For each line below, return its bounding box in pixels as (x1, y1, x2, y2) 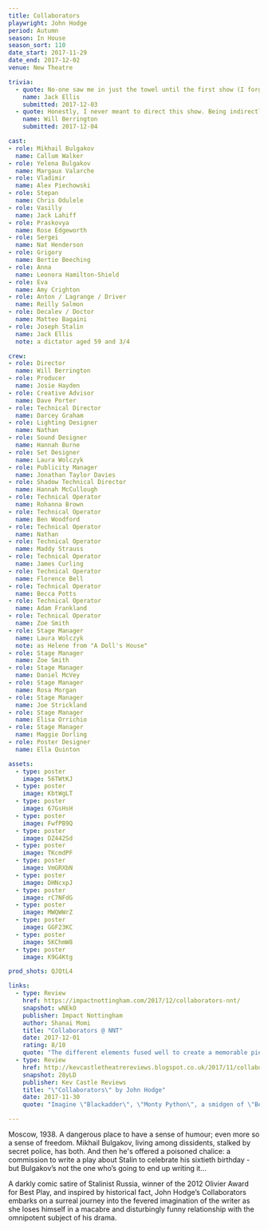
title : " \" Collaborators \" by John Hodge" (22, 1085, 166, 1094)
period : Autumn (8, 26, 59, 34)
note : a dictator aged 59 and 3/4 (15, 337, 130, 346)
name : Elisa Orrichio (15, 716, 88, 724)
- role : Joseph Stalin (8, 323, 84, 331)
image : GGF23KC (22, 923, 73, 931)
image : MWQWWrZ (22, 908, 73, 917)
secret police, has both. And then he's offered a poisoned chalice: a (8, 1147, 231, 1156)
